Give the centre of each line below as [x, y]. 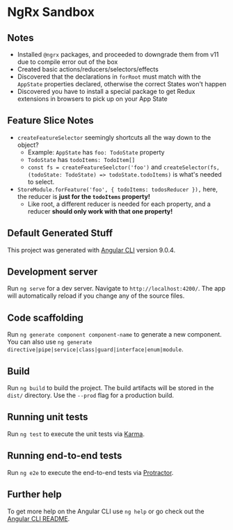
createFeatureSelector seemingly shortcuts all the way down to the [114, 137]
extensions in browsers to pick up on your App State [93, 99]
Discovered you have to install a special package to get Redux [106, 91]
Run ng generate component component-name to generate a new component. [115, 335]
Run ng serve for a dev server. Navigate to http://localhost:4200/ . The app [116, 289]
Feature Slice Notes [50, 121]
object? [28, 145]
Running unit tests [48, 417]
